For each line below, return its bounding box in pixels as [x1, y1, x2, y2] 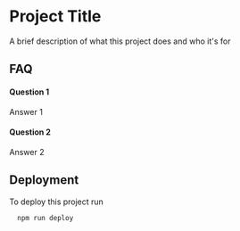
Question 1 [9, 87, 50, 97]
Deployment [9, 172, 79, 188]
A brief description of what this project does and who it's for [9, 36, 231, 46]
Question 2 [9, 127, 52, 137]
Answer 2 [9, 146, 45, 157]
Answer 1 [9, 106, 43, 117]
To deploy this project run [9, 196, 104, 207]
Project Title [9, 6, 102, 27]
